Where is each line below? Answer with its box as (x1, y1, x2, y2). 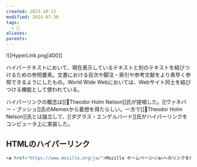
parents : (6, 36, 28, 42)
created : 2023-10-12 (6, 8, 57, 15)
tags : (6, 19, 19, 25)
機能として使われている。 (21, 86, 83, 93)
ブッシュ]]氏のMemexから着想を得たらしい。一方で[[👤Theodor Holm (16, 106, 183, 113)
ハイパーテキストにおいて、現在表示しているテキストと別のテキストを (6, 64, 175, 71)
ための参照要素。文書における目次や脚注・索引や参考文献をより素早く (16, 71, 186, 78)
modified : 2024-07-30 (6, 14, 59, 20)
